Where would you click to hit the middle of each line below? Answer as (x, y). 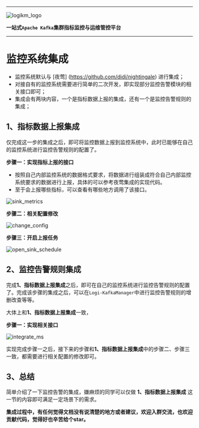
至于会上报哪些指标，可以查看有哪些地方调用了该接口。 (82, 189)
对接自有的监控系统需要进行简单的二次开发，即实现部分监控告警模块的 (100, 84)
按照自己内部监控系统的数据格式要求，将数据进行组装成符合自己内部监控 (103, 175)
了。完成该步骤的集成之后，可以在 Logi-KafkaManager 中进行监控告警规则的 (96, 292)
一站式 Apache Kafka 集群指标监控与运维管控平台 (64, 28)
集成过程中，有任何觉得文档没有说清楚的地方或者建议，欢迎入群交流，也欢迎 (99, 412)
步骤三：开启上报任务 (32, 237)
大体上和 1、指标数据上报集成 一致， (49, 312)
